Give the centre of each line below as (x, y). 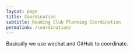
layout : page (22, 11)
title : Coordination (31, 17)
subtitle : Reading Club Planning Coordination (64, 22)
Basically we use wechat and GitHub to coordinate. (67, 44)
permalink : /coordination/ (39, 27)
